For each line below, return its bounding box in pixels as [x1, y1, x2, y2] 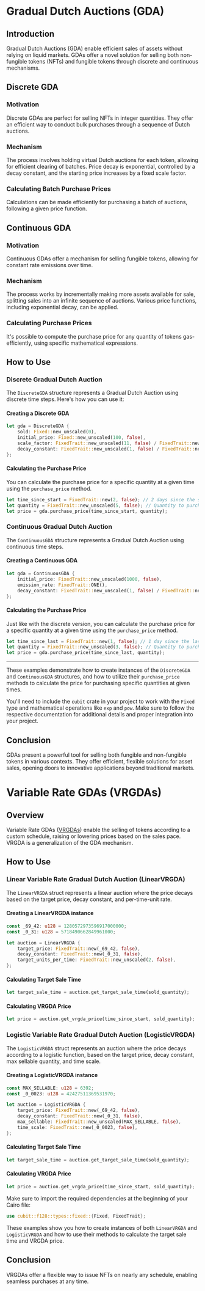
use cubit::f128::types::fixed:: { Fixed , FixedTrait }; [6, 1213, 146, 1219]
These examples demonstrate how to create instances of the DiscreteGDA [6, 666, 191, 674]
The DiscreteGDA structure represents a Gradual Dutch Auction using [6, 389, 179, 397]
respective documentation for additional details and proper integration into [6, 711, 193, 718]
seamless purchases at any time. [6, 1278, 89, 1285]
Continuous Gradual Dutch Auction [6, 523, 113, 531]
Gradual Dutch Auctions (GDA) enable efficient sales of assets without [6, 45, 183, 52]
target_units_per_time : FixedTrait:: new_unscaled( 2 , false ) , [17, 957, 176, 963]
